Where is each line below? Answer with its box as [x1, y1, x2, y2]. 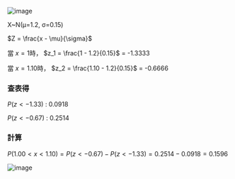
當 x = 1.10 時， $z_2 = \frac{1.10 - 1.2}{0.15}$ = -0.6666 [7, 64, 168, 72]
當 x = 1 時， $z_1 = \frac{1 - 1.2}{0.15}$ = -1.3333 [7, 49, 150, 57]
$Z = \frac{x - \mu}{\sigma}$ [7, 34, 93, 43]
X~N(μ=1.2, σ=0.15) [7, 21, 64, 28]
